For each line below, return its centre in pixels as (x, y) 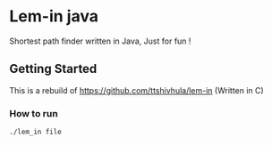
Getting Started (53, 69)
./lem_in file (36, 132)
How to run (34, 113)
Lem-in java (54, 16)
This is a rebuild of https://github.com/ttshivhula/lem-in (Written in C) (136, 90)
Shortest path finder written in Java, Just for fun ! (100, 41)
